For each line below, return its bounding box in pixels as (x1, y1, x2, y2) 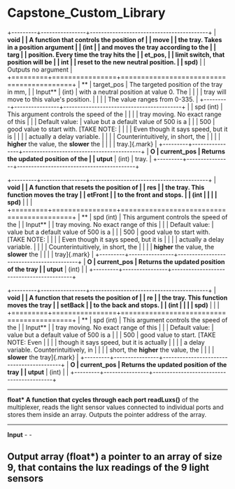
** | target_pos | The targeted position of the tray (81, 80, 223, 88)
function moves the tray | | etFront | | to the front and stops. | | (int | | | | (7, 191, 218, 199)
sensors (7, 473, 44, 485)
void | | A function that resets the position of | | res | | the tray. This (7, 183, 205, 191)
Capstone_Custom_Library (7, 5, 166, 21)
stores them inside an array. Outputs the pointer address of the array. (7, 410, 207, 418)
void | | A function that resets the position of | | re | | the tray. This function (7, 293, 228, 302)
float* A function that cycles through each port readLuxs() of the (7, 395, 199, 404)
